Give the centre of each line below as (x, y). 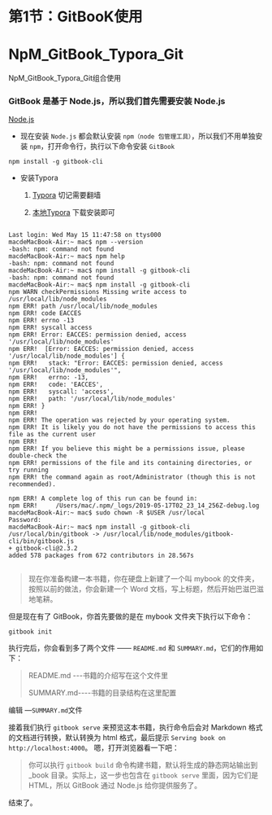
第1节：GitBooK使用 (76, 17)
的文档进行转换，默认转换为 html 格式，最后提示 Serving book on (117, 738)
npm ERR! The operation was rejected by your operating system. (119, 420)
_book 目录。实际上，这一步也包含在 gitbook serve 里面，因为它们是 (143, 775)
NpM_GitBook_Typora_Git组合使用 (65, 78)
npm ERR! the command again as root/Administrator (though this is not (132, 477)
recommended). (32, 484)
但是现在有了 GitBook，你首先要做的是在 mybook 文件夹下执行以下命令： (131, 616)
